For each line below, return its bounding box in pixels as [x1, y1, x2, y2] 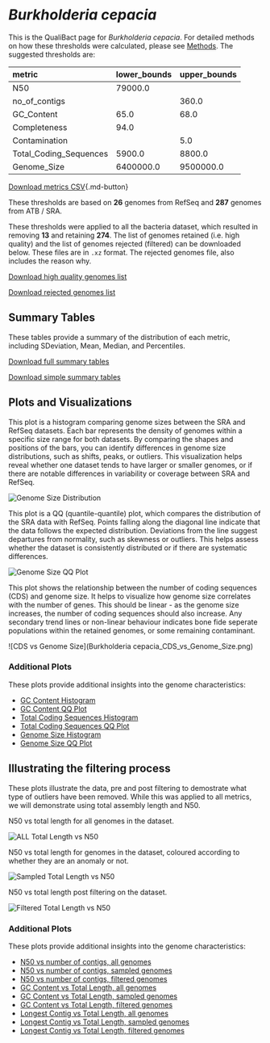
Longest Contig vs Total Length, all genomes [19, 1008, 169, 1018]
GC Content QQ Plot [19, 704, 87, 713]
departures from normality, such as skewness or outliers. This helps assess [8, 534, 260, 544]
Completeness [12, 121, 68, 132]
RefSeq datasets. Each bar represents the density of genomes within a [8, 426, 243, 435]
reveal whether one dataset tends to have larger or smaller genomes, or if [8, 460, 252, 469]
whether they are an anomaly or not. [8, 856, 129, 865]
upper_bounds [179, 69, 238, 80]
